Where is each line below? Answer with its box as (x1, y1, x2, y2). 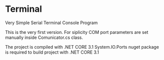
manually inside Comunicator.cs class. (5, 34, 83, 40)
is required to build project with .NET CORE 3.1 (5, 49, 99, 55)
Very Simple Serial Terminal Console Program (5, 20, 98, 26)
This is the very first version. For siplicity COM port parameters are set (5, 29, 149, 35)
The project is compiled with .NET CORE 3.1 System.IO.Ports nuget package (5, 44, 159, 50)
